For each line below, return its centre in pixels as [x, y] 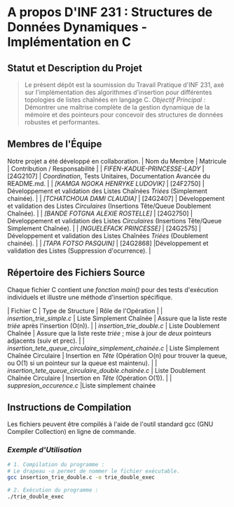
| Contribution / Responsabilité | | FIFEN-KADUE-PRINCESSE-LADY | [106, 169]
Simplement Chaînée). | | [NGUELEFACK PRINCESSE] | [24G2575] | [104, 228]
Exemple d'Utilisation [44, 450]
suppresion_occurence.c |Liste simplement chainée [82, 385]
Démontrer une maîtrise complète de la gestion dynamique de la [117, 107]
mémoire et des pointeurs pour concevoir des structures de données [124, 114]
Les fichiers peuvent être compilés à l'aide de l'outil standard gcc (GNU [110, 424]
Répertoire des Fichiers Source [76, 273]
